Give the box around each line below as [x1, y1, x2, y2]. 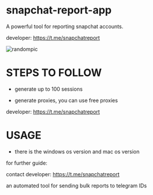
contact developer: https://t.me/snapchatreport [6, 170, 120, 177]
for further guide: [6, 159, 48, 166]
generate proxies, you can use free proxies [14, 97, 118, 104]
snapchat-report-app [6, 4, 112, 17]
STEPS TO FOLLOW [6, 66, 102, 80]
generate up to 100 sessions [14, 85, 83, 93]
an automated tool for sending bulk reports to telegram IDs [6, 182, 147, 189]
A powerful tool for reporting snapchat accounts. [6, 23, 124, 30]
